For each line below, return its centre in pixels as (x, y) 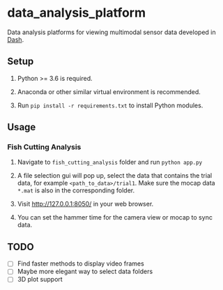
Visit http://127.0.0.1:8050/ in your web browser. (85, 204)
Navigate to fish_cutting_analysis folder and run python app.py (110, 162)
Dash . (16, 39)
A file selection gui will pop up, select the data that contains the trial (115, 176)
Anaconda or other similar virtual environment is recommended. (109, 91)
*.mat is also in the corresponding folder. (76, 190)
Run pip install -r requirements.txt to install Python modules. (110, 105)
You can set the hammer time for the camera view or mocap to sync (115, 217)
